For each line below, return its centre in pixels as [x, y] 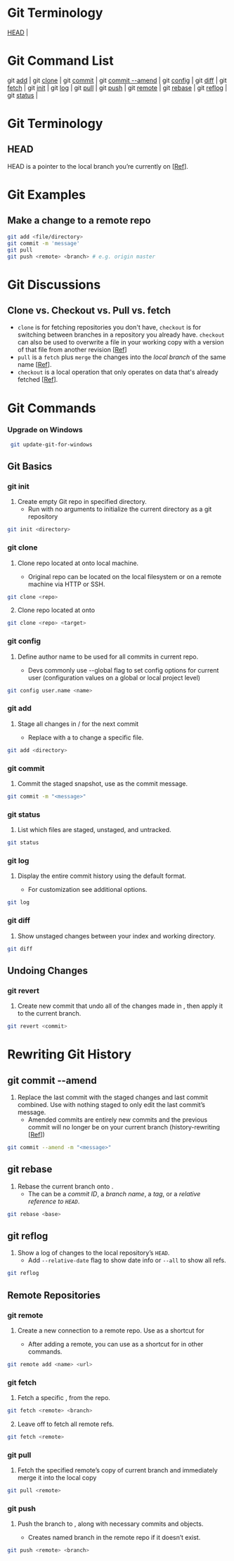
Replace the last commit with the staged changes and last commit [113, 1097]
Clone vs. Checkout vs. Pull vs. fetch [89, 310]
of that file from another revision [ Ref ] [72, 350]
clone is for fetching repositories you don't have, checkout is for [109, 328]
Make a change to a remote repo [79, 220]
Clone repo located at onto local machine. [78, 563]
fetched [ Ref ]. [38, 380]
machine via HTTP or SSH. [66, 584]
